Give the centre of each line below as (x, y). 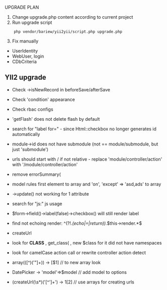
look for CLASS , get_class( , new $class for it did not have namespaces (87, 243)
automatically (26, 134)
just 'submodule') (30, 149)
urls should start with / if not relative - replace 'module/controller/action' (87, 159)
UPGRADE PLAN (22, 7)
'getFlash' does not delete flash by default (56, 119)
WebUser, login (28, 56)
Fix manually (25, 41)
